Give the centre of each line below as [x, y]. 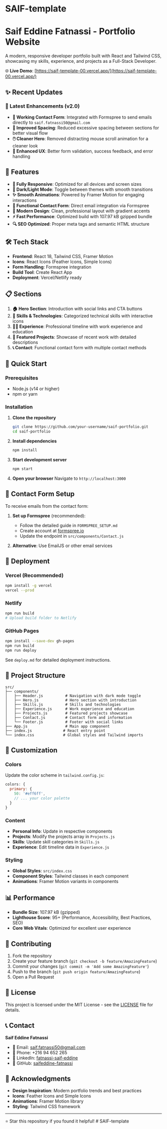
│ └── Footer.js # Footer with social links [64, 722]
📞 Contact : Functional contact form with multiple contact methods [79, 348]
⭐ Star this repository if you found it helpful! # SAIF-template [67, 1121]
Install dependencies [35, 441]
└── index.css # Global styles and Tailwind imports [74, 735]
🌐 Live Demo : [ [21, 71]
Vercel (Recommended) [34, 575]
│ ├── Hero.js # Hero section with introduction [71, 700]
